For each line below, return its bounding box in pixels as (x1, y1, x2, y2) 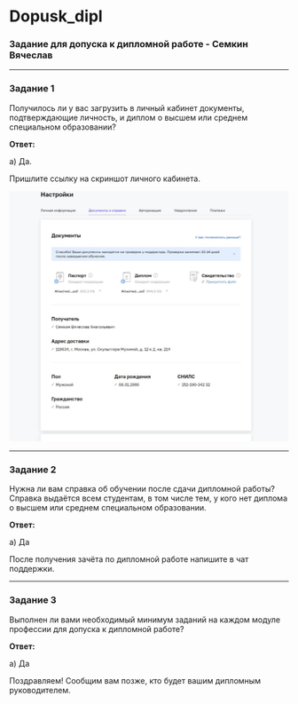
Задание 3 (9, 594, 57, 606)
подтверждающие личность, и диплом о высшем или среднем (9, 112, 248, 123)
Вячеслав (9, 49, 53, 61)
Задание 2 (9, 463, 57, 476)
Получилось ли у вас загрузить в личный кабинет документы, (9, 102, 245, 113)
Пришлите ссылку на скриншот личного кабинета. (9, 173, 201, 184)
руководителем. (9, 684, 71, 695)
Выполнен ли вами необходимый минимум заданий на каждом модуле (9, 614, 281, 625)
